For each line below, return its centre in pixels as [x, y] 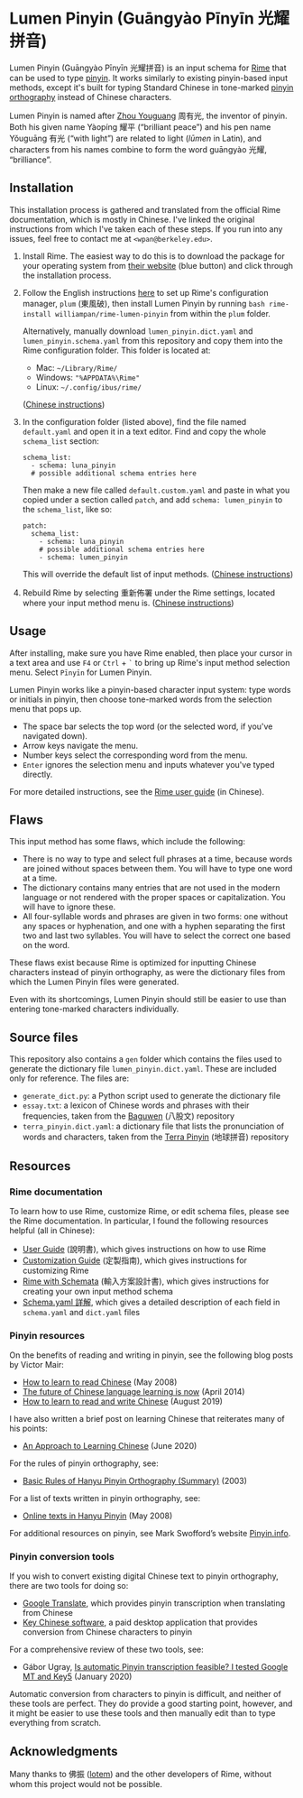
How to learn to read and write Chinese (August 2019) [123, 1402]
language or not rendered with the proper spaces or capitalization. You [154, 898]
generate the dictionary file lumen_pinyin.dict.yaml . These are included [143, 1069]
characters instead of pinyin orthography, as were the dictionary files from [147, 973]
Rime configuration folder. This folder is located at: [116, 350]
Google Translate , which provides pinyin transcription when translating [154, 1603]
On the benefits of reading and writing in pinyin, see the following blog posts [151, 1355]
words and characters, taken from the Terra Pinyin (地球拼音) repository [156, 1137]
